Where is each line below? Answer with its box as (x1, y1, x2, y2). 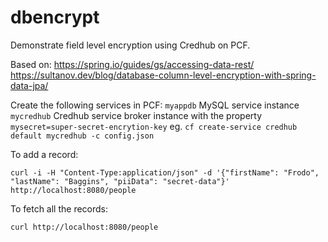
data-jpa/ (10, 79, 49, 91)
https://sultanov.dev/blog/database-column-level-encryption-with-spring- (10, 69, 317, 81)
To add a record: (10, 148, 79, 160)
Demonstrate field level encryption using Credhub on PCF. (10, 39, 251, 51)
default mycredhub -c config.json (10, 131, 155, 141)
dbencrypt (10, 6, 100, 29)
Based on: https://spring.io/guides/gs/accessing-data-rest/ (10, 58, 255, 70)
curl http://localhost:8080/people (10, 222, 159, 232)
